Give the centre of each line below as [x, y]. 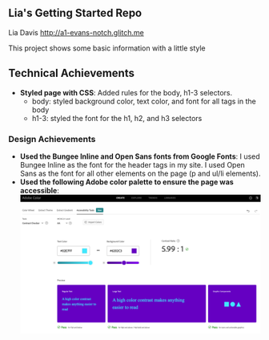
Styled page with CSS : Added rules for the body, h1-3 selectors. [126, 92]
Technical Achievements [71, 73]
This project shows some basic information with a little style [107, 48]
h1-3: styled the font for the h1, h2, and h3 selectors [117, 118]
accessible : [40, 190]
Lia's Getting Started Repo [75, 13]
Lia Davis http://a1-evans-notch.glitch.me [76, 32]
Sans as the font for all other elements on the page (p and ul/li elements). [140, 173]
